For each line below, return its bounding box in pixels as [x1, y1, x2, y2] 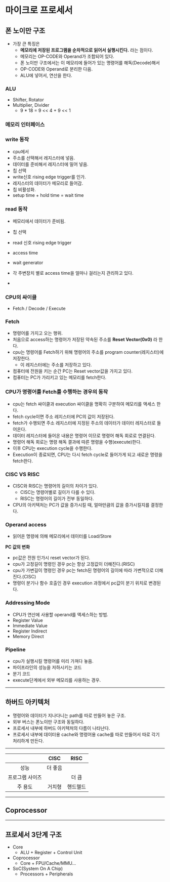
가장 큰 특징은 [12, 41, 40, 47]
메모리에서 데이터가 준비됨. [12, 218, 66, 224]
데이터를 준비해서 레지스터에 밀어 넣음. [12, 161, 89, 167]
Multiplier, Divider [12, 102, 50, 108]
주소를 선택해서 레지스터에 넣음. [12, 155, 75, 161]
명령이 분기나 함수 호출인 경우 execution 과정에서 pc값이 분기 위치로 [12, 580, 148, 586]
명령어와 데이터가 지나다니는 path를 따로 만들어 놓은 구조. [12, 712, 126, 719]
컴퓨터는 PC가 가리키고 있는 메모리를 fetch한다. [12, 374, 107, 381]
